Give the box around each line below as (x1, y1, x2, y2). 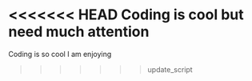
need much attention (8, 22, 150, 41)
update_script (147, 64, 194, 74)
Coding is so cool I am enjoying (8, 49, 112, 59)
